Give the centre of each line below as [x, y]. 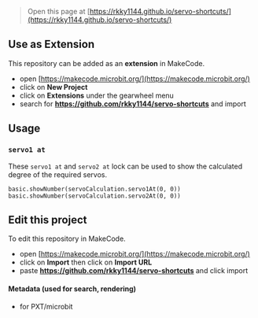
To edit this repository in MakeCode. [67, 238]
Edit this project [48, 220]
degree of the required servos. [58, 174]
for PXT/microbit [46, 306]
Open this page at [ [59, 11]
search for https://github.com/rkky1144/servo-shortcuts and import [133, 104]
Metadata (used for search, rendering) [72, 288]
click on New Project [53, 87]
